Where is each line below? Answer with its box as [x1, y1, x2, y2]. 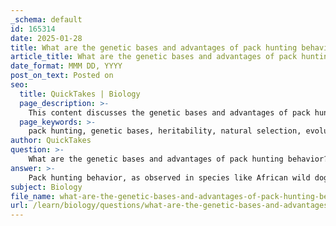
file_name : [10, 191, 56, 201]
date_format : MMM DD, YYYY [10, 61, 123, 71]
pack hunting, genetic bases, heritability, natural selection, [28, 126, 302, 136]
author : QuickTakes [10, 136, 92, 146]
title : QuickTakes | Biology [19, 89, 141, 99]
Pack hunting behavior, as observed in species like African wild [28, 172, 311, 183]
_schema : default [10, 14, 83, 25]
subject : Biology [10, 182, 83, 192]
